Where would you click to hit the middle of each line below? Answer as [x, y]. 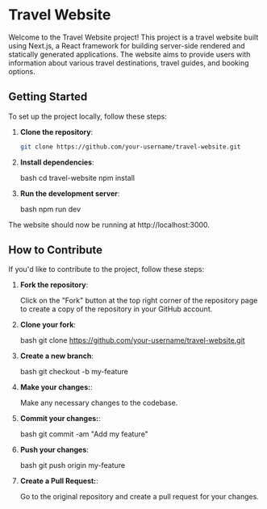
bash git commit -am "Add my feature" [84, 434]
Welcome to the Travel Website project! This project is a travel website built [133, 37]
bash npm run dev [50, 209]
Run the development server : [70, 193]
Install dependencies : [57, 162]
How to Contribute [56, 250]
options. [22, 71]
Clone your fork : [48, 325]
